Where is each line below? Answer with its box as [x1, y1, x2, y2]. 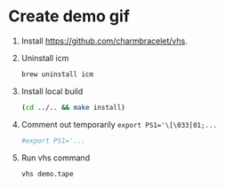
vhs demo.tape [20, 169, 74, 178]
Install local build [20, 86, 84, 97]
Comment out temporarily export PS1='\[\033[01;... [20, 119, 218, 129]
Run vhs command [20, 152, 91, 163]
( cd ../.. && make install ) [20, 103, 126, 112]
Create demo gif [8, 6, 131, 27]
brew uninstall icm [20, 69, 94, 79]
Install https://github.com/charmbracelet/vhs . [20, 35, 188, 46]
